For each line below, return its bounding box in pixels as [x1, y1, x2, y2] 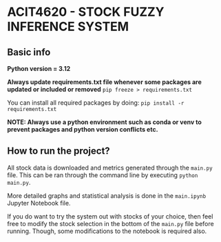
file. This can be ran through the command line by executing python [7, 170, 198, 179]
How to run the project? [7, 145, 110, 157]
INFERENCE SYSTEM [7, 19, 129, 34]
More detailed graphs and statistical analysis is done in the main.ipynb [7, 191, 207, 200]
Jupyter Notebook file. [7, 199, 71, 207]
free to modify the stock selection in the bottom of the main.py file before [7, 219, 215, 228]
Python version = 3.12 [7, 65, 71, 72]
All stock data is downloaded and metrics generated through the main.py [7, 163, 213, 172]
